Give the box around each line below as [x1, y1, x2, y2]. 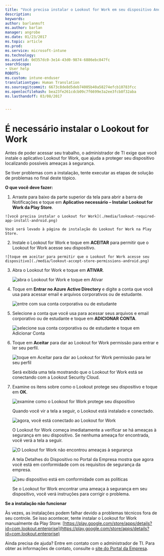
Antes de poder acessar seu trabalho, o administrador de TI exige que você [5, 150, 157, 156]
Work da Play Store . [12, 204, 53, 211]
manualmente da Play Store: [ [5, 520, 64, 527]
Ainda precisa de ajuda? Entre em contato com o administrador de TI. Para [5, 540, 155, 546]
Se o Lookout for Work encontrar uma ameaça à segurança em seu [12, 486, 147, 492]
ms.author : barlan [5, 25, 42, 30]
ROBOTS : [5, 71, 21, 76]
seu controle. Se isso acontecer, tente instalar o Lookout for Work [5, 515, 137, 521]
